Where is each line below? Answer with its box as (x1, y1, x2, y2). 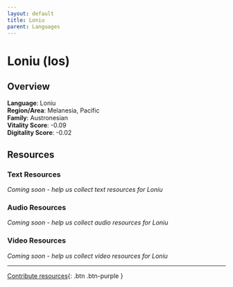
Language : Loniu (7, 99, 56, 108)
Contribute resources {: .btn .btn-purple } (7, 272, 123, 280)
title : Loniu (7, 17, 45, 24)
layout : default (7, 10, 54, 17)
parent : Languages (7, 23, 60, 30)
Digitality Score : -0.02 (7, 129, 72, 137)
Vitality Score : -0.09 (7, 121, 67, 129)
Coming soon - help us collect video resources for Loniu (7, 252, 169, 260)
